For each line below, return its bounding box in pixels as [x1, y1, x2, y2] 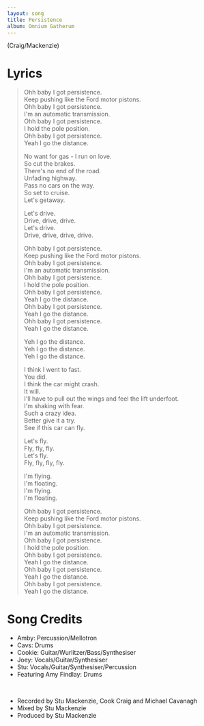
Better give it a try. [23, 416, 76, 425]
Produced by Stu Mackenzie [16, 712, 97, 720]
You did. [23, 373, 48, 381]
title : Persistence [7, 16, 63, 23]
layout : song [7, 10, 44, 17]
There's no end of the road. [23, 167, 101, 175]
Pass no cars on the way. [23, 181, 95, 190]
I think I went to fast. [23, 366, 82, 374]
